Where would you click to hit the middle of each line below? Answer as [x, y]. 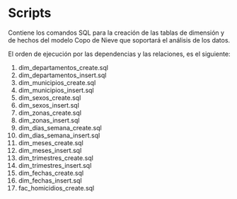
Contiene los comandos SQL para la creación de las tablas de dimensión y [116, 33]
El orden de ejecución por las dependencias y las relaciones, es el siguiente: [119, 54]
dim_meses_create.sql [51, 142]
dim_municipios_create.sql [57, 82]
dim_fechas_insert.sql [50, 180]
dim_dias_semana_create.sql [60, 127]
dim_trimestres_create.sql [56, 158]
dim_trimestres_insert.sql [55, 165]
